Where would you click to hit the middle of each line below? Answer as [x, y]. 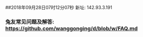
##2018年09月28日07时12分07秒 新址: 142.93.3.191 [59, 7]
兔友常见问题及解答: [30, 22]
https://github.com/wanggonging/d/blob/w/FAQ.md [71, 28]
